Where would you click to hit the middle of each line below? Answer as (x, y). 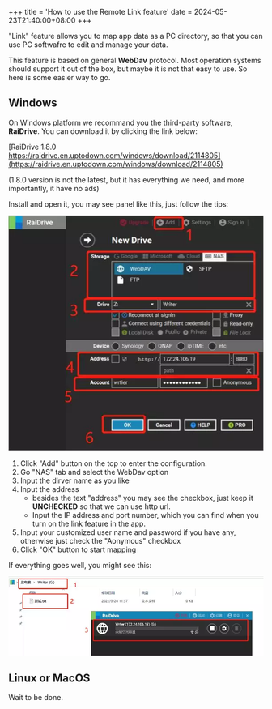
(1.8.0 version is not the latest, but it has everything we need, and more (127, 179)
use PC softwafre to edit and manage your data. (88, 45)
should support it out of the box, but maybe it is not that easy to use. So (128, 69)
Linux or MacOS (49, 678)
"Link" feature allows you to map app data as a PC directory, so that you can (136, 36)
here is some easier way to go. (59, 77)
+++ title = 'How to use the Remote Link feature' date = (100, 12)
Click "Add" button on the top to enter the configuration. (114, 463)
